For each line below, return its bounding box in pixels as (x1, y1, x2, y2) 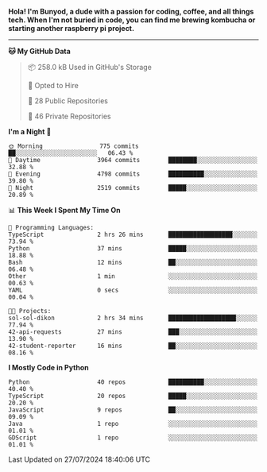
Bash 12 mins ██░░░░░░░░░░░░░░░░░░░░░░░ (8, 258, 258, 266)
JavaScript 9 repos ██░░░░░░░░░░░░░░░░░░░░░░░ (8, 406, 258, 414)
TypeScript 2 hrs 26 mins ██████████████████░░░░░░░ (8, 230, 258, 238)
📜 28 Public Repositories (27, 96, 109, 106)
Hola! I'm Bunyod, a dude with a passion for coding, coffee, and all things (8, 7, 254, 16)
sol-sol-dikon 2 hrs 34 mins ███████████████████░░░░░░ (8, 314, 258, 322)
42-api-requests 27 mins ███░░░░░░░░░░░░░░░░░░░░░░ (8, 328, 258, 336)
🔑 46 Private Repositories (27, 111, 111, 121)
